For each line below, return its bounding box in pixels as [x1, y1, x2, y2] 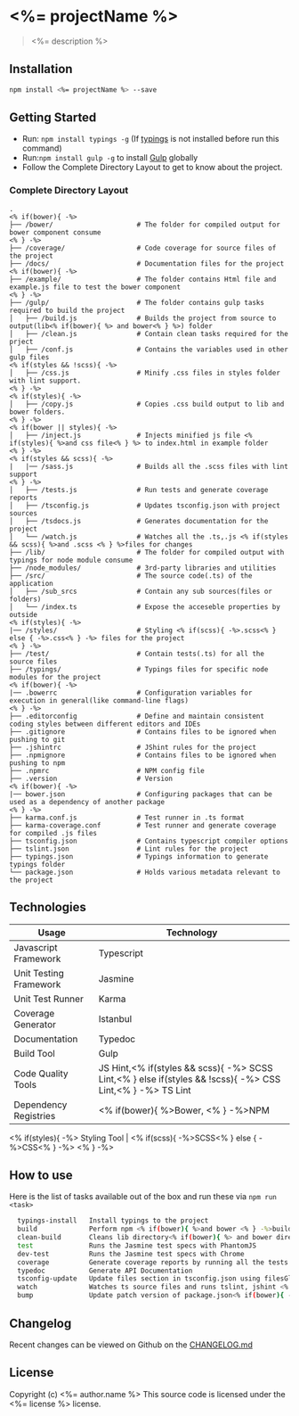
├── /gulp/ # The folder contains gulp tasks [9, 298, 265, 307]
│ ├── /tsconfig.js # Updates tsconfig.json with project [9, 501, 280, 510]
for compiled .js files [9, 828, 98, 837]
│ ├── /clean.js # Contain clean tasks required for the [9, 329, 289, 338]
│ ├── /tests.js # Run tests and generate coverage [9, 485, 269, 494]
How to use [9, 1167, 73, 1182]
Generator [13, 1018, 56, 1031]
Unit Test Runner [13, 992, 85, 1005]
